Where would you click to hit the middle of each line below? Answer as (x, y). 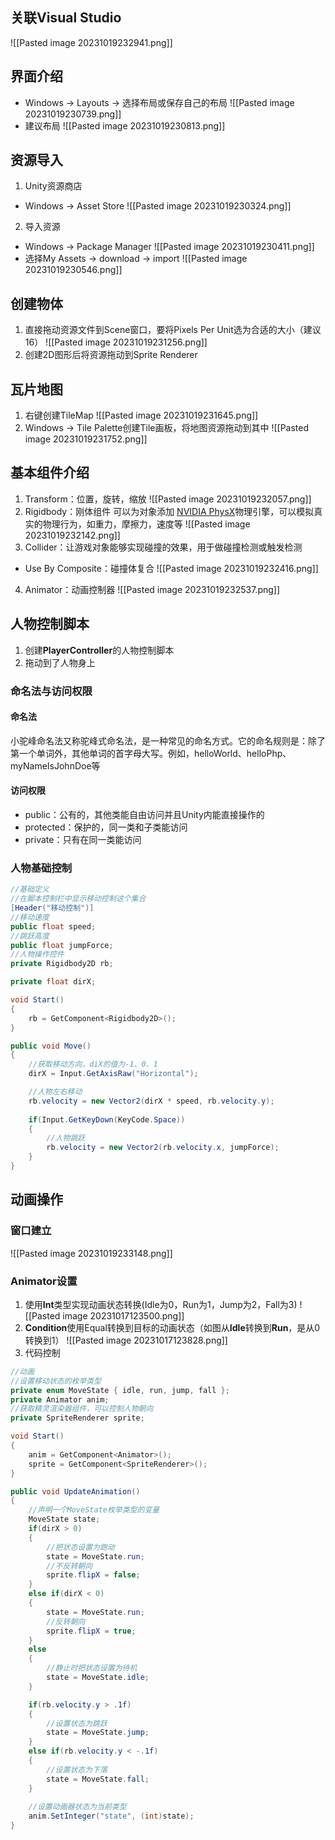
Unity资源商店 (53, 186)
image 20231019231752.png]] (86, 439)
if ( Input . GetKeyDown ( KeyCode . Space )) (107, 1119)
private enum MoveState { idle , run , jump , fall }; (120, 1390)
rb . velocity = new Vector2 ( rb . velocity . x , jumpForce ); (163, 1148)
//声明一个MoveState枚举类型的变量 (94, 1510)
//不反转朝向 (69, 1566)
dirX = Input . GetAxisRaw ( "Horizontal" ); (113, 1074)
